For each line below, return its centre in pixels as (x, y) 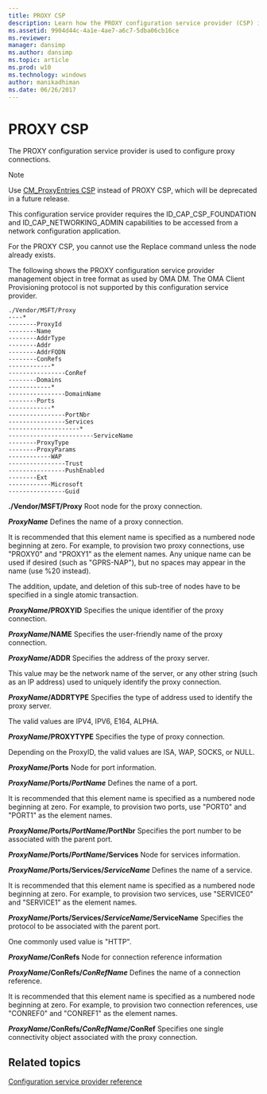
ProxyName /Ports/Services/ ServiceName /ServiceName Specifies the (126, 918)
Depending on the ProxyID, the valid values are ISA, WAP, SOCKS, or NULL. (132, 752)
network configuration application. (65, 231)
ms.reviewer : (30, 38)
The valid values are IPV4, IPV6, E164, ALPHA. (83, 721)
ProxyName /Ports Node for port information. (82, 768)
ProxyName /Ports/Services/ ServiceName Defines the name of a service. (130, 870)
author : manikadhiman (44, 82)
